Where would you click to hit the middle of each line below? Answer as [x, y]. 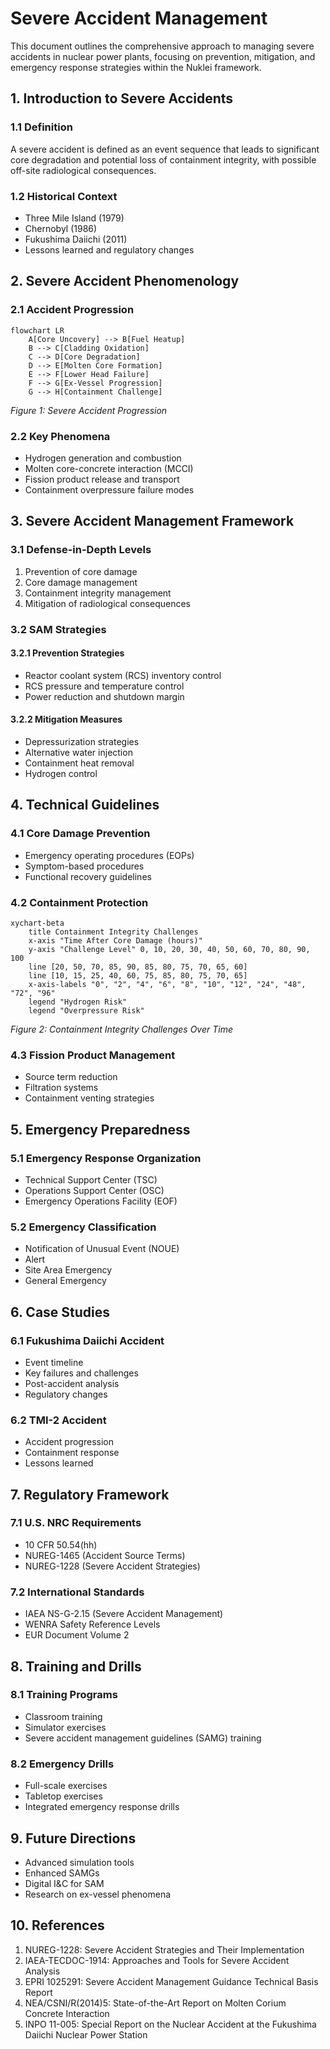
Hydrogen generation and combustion [103, 458]
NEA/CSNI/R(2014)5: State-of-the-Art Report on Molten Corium [155, 2003]
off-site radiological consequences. [83, 170]
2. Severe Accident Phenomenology [125, 281]
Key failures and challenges [81, 1373]
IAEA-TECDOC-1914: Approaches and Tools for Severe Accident [157, 1960]
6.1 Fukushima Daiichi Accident [87, 1340]
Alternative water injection [78, 752]
